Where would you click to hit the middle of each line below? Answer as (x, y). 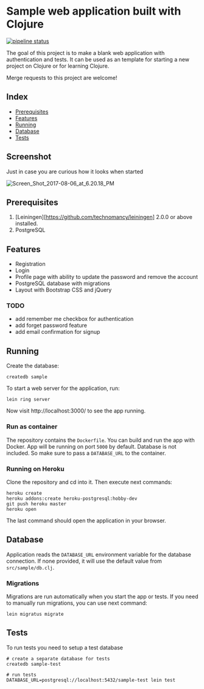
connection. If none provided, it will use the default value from (84, 561)
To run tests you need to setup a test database (65, 648)
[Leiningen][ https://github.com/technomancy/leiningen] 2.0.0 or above (104, 217)
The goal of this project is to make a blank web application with (86, 52)
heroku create (24, 493)
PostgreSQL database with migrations (63, 283)
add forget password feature (51, 325)
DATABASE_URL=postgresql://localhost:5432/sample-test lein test (91, 680)
